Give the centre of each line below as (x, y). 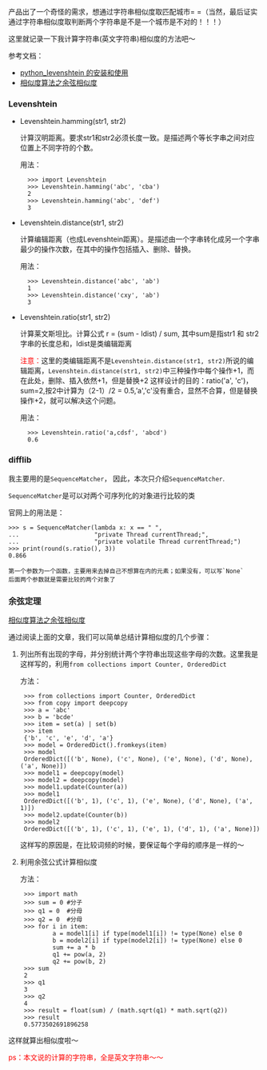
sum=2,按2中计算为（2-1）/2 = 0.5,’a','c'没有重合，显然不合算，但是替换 (139, 391)
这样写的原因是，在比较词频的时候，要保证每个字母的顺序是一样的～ (132, 844)
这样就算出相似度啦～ (43, 1040)
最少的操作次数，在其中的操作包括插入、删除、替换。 (108, 250)
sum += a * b (74, 947)
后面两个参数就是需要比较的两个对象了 (62, 579)
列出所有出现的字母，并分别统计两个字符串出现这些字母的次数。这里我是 (139, 653)
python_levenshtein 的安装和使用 (74, 73)
